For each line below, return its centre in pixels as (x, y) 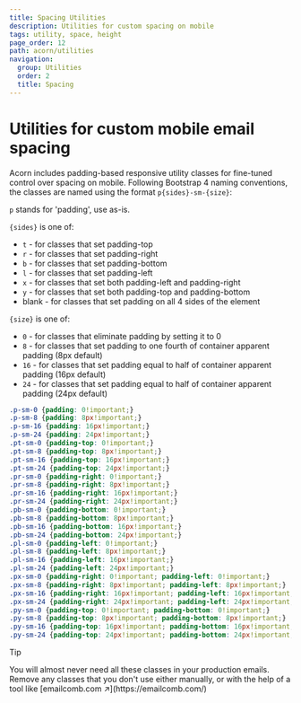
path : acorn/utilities (52, 51)
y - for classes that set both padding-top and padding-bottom (136, 292)
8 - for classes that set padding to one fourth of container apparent (146, 346)
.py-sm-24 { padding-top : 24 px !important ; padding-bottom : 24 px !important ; (152, 635)
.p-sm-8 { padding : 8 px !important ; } (76, 418)
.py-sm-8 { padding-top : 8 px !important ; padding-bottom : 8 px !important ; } (148, 619)
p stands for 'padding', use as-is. (70, 209)
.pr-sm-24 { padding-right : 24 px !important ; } (94, 502)
